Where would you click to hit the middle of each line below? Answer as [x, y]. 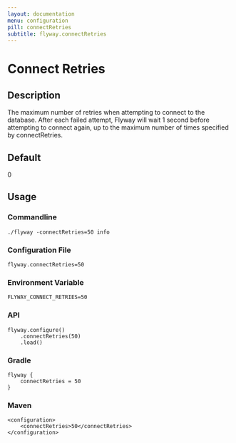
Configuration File [39, 250]
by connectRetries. [35, 135]
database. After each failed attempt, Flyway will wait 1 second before [109, 120]
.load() [31, 343]
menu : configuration [38, 21]
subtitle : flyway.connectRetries [57, 34]
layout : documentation [41, 14]
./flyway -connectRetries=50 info [59, 232]
